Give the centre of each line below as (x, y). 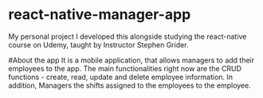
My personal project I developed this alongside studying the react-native (128, 36)
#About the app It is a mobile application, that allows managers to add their (131, 60)
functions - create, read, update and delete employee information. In (121, 77)
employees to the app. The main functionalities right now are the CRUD (125, 68)
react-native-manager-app (100, 15)
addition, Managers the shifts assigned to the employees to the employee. (130, 85)
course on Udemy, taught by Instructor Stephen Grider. (98, 44)
